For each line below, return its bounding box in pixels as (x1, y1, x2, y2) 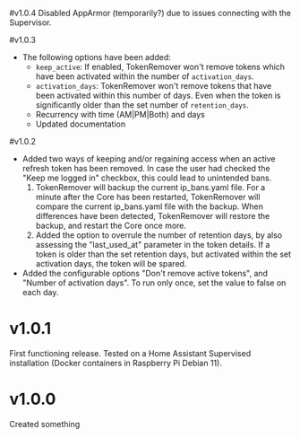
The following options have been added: (21, 52, 172, 62)
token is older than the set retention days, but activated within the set (35, 249, 292, 259)
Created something (9, 418, 81, 429)
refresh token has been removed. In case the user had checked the (21, 163, 270, 173)
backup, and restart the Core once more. (35, 220, 186, 231)
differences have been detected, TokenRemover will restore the (35, 211, 270, 221)
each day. (21, 287, 59, 297)
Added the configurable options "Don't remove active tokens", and (21, 268, 269, 278)
